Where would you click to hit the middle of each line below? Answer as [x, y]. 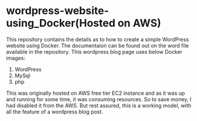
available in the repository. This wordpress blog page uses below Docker [94, 51]
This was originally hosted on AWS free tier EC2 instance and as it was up [96, 93]
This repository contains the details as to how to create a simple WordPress [98, 39]
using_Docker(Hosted [61, 23]
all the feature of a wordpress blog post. [55, 112]
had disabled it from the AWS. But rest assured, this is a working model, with [99, 105]
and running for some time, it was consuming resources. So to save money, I [99, 99]
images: [16, 58]
